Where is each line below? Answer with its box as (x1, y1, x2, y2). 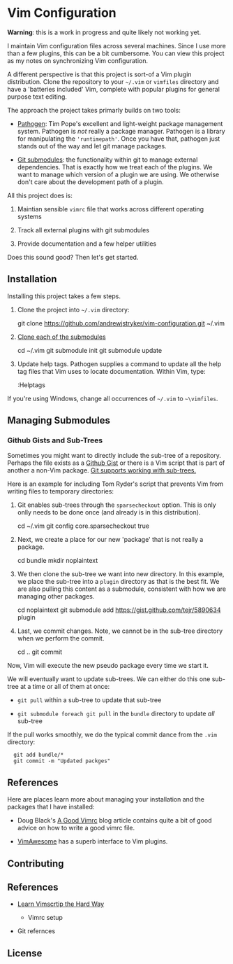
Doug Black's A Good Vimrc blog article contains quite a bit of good (17, 816, 212, 825)
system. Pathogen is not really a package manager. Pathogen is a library (17, 127, 225, 135)
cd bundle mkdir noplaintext (17, 557, 98, 565)
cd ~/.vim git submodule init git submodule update (17, 346, 163, 354)
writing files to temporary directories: (7, 487, 114, 496)
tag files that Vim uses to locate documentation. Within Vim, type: (17, 367, 206, 375)
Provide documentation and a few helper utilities (17, 239, 157, 248)
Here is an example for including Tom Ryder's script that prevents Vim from (7, 480, 224, 488)
